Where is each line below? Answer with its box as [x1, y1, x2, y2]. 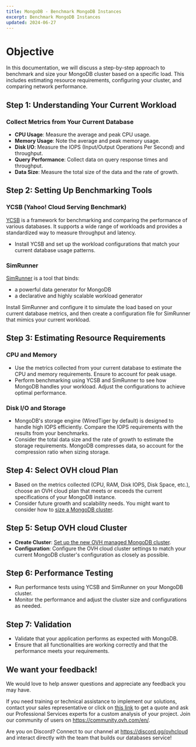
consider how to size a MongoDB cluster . [14, 506, 114, 513]
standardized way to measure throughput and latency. [6, 229, 136, 236]
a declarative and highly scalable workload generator [14, 292, 143, 299]
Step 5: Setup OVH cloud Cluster [6, 523, 128, 533]
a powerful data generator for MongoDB [14, 286, 112, 293]
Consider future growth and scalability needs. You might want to [14, 500, 170, 507]
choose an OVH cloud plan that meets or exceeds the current [14, 487, 163, 494]
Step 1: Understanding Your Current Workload [6, 100, 177, 110]
